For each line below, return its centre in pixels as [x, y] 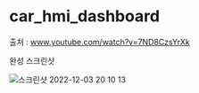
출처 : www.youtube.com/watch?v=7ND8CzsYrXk [99, 42]
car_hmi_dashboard [85, 16]
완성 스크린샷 [32, 60]
